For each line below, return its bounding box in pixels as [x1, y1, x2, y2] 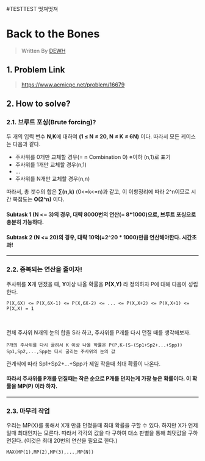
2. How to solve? [6, 99, 71, 109]
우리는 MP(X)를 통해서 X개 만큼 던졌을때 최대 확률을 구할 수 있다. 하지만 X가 [6, 422, 187, 429]
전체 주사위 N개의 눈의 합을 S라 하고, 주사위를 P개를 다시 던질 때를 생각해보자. [6, 328, 191, 336]
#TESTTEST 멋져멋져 [6, 5, 59, 12]
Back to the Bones [6, 27, 100, 41]
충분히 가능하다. [6, 219, 45, 226]
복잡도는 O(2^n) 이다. [12, 195, 65, 203]
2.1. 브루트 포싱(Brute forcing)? [6, 118, 96, 127]
